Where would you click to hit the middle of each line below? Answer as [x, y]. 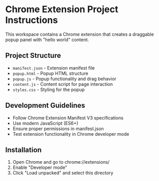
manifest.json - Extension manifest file [54, 68]
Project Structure [33, 56]
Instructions [32, 20]
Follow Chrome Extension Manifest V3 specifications [68, 117]
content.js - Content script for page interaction [63, 84]
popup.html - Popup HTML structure [50, 73]
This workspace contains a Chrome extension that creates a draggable [80, 34]
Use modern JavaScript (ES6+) [45, 123]
